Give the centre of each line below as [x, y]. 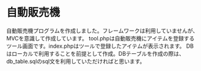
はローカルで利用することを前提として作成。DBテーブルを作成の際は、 [96, 53]
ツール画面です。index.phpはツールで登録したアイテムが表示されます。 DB [100, 46]
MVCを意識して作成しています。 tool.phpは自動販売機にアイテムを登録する [100, 38]
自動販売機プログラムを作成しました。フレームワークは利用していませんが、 [102, 31]
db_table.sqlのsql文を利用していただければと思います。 [76, 61]
